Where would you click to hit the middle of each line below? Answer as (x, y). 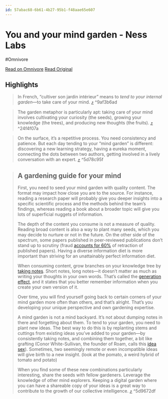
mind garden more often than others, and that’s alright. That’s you (85, 302)
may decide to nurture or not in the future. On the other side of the (86, 235)
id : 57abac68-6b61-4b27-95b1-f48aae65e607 (50, 10)
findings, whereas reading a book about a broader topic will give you (88, 209)
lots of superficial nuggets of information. (60, 214)
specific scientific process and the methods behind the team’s (82, 204)
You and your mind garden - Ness (76, 34)
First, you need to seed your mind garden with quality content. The (86, 188)
